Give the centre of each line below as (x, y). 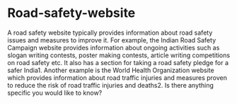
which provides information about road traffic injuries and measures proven (117, 77)
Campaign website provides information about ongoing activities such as (114, 47)
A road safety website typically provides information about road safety (110, 33)
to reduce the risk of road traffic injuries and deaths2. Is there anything (111, 85)
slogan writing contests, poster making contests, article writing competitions (119, 55)
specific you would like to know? (55, 93)
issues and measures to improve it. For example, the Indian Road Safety (112, 40)
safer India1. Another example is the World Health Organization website (111, 70)
